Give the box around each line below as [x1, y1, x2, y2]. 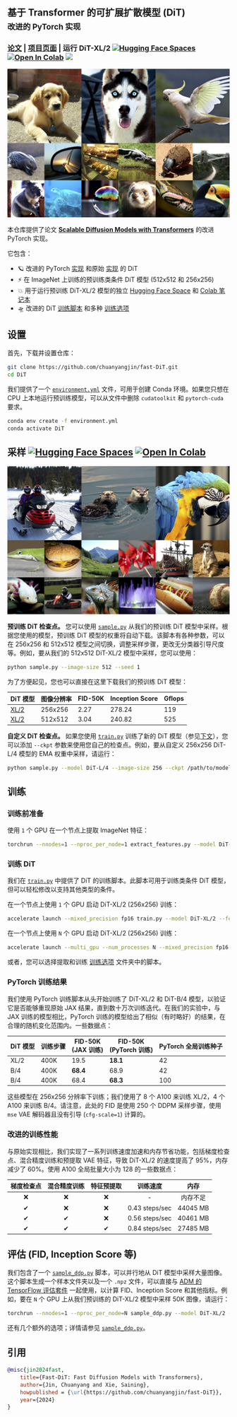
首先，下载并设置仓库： [7, 349, 75, 357]
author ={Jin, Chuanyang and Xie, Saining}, [20, 1381, 150, 1388]
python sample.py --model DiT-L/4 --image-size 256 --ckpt [7, 764, 185, 771]
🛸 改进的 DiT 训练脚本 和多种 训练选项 [17, 303, 130, 313]
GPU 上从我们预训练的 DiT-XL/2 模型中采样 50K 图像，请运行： [46, 1295, 230, 1303]
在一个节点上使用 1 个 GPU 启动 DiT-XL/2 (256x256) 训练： [7, 900, 178, 909]
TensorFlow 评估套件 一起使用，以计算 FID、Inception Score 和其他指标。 [7, 1286, 221, 1295]
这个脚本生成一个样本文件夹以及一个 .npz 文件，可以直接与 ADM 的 [7, 1277, 202, 1285]
